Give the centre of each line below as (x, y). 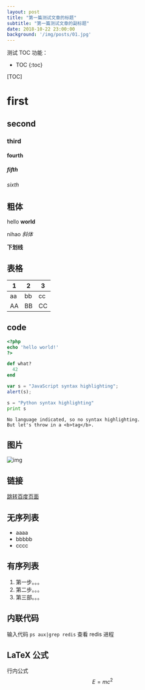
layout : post (23, 12)
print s (17, 409)
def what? (19, 364)
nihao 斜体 (20, 234)
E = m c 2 (103, 681)
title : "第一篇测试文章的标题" (42, 18)
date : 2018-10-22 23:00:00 (41, 29)
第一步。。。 (29, 582)
